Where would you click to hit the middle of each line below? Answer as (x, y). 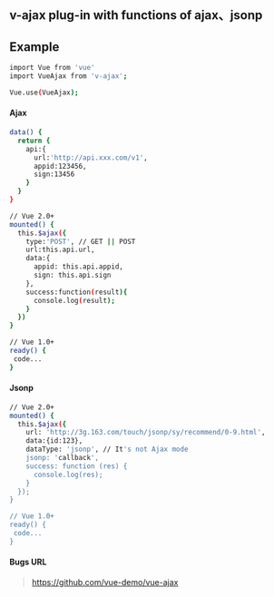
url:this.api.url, (60, 250)
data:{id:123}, (54, 441)
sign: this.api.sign (72, 275)
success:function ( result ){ (77, 292)
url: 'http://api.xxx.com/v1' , (90, 157)
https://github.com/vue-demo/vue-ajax (105, 582)
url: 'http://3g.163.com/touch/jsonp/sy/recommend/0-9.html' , (146, 433)
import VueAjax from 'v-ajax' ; (68, 76)
